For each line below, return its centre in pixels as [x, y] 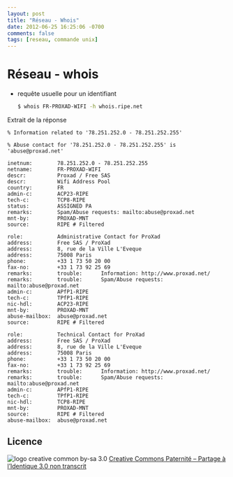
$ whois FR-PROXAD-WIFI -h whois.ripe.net [80, 107]
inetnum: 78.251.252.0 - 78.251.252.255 [78, 163]
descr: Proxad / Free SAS [59, 176]
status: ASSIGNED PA [50, 206]
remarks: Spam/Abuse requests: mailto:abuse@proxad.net [101, 212]
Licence [25, 442]
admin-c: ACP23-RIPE [48, 194]
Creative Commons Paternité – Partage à [167, 458]
